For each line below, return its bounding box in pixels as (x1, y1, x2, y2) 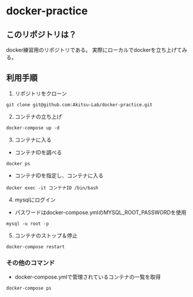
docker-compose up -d (6, 125, 60, 131)
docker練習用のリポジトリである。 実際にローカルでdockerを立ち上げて (6, 47, 182, 53)
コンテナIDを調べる (14, 148, 62, 156)
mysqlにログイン (14, 196, 56, 203)
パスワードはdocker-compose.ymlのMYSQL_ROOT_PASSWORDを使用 (14, 209, 187, 216)
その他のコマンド (6, 258, 55, 267)
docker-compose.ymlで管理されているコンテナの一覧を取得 (14, 273, 161, 281)
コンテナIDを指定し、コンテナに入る (14, 172, 104, 179)
